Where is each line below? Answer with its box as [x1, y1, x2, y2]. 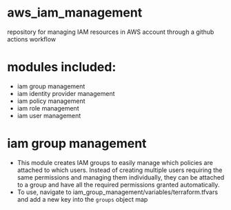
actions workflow [7, 35, 57, 43]
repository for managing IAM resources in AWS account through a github [7, 28, 214, 36]
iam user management [17, 111, 81, 120]
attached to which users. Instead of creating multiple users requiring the [17, 166, 223, 174]
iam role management [17, 104, 79, 112]
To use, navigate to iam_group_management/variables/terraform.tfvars [17, 188, 219, 196]
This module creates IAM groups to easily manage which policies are [17, 158, 214, 166]
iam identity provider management [17, 89, 115, 97]
